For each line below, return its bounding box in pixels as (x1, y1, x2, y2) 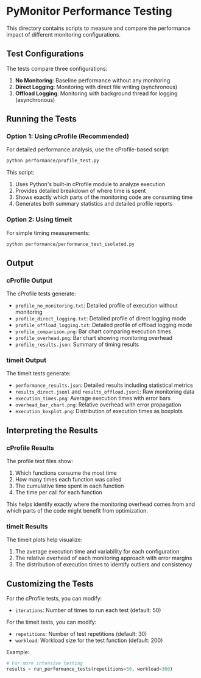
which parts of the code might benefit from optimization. (6, 507, 148, 514)
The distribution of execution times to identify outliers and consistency (15, 561, 192, 568)
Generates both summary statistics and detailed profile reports (15, 200, 173, 207)
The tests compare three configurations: (6, 65, 108, 72)
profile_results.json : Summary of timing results (15, 341, 139, 348)
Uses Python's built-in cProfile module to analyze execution (15, 181, 166, 188)
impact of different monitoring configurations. (6, 31, 121, 38)
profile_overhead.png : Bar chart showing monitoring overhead (15, 334, 172, 342)
